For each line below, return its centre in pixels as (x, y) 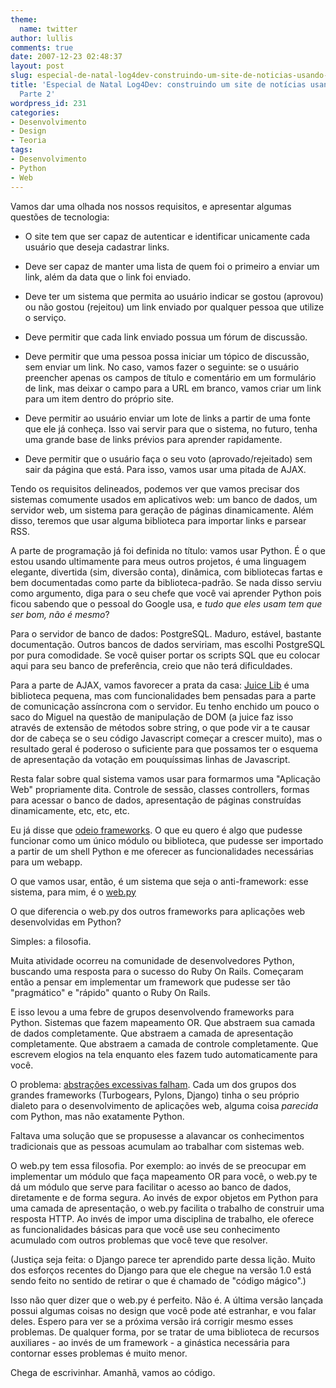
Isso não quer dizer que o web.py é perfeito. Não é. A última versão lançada (167, 1300)
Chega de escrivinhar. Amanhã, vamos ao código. (113, 1372)
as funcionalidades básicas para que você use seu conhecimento (145, 1229)
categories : (35, 112)
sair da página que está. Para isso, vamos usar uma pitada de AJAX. (165, 469)
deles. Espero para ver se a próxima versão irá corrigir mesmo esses (152, 1321)
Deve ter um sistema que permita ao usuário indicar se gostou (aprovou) (174, 296)
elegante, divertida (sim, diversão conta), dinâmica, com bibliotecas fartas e (166, 572)
